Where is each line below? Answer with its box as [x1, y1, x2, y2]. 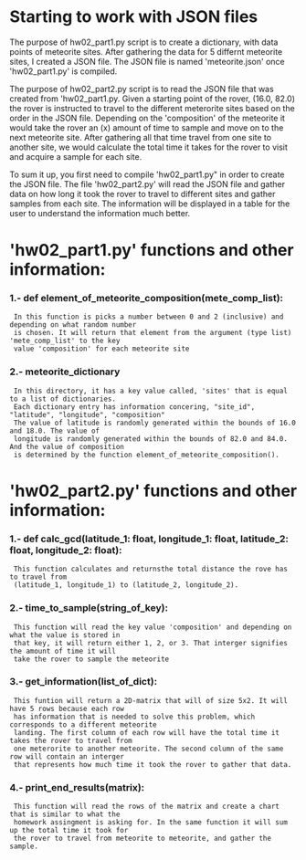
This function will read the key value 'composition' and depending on [13, 623, 292, 632]
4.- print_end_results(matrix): [9, 781, 145, 793]
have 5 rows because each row [9, 704, 125, 713]
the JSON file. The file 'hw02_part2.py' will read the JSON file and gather [9, 178, 286, 189]
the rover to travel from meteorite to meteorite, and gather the [13, 834, 272, 844]
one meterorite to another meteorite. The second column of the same [13, 744, 284, 753]
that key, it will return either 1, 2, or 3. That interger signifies [13, 638, 288, 647]
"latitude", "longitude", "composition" [9, 410, 166, 419]
